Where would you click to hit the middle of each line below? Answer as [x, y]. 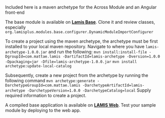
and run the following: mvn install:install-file [98, 52]
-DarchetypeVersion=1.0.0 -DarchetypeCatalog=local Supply [89, 90]
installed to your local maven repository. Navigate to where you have [75, 46]
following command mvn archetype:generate [50, 81]
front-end [15, 12]
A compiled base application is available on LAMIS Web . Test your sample [81, 105]
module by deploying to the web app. [43, 110]
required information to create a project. [46, 95]
